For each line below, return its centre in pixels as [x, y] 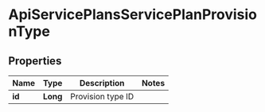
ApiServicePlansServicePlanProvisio [132, 15]
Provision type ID [102, 97]
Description [102, 83]
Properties [35, 61]
